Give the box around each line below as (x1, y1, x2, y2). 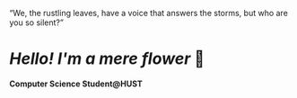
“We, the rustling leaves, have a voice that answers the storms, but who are (9, 8, 289, 18)
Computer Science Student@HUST (9, 78, 144, 89)
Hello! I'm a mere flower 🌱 (9, 49, 205, 69)
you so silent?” (9, 17, 65, 28)
